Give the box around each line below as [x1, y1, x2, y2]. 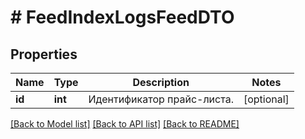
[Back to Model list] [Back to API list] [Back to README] [10, 118, 240, 130]
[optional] [243, 92, 290, 106]
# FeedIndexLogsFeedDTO [10, 6, 235, 29]
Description [132, 76, 190, 89]
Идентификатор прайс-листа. [88, 92, 234, 106]
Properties [10, 46, 78, 63]
